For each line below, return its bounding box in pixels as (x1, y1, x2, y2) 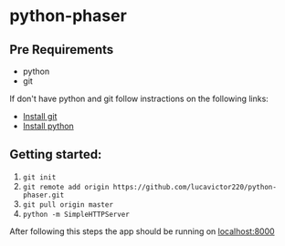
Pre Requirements (9, 42, 114, 57)
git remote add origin (22, 182, 110, 191)
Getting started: (9, 147, 102, 162)
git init (22, 172, 57, 182)
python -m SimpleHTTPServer (22, 210, 130, 219)
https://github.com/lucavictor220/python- (112, 182, 277, 191)
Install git (22, 111, 58, 121)
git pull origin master (22, 200, 114, 210)
